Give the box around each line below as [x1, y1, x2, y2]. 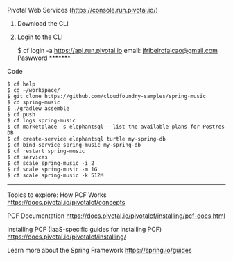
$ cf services [7, 154, 49, 161]
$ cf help [7, 81, 36, 88]
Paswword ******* [17, 54, 71, 62]
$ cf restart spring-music [7, 148, 85, 155]
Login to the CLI [17, 33, 63, 41]
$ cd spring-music [7, 99, 60, 106]
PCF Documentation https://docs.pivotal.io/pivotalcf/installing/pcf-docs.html [7, 212, 225, 220]
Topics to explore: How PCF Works [7, 191, 107, 199]
